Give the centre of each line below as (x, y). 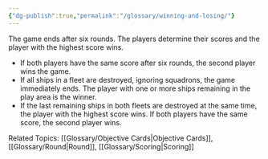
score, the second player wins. (71, 122)
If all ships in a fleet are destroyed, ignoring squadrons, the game (127, 79)
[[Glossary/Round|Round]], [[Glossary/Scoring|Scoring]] (101, 146)
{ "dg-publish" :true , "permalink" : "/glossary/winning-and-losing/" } (122, 16)
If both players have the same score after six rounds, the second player (138, 63)
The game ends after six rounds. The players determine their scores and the (134, 39)
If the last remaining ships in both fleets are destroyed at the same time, (138, 105)
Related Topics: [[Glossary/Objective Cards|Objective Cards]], (111, 138)
